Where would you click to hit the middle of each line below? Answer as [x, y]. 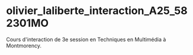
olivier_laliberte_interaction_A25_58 [97, 11]
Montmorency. [24, 46]
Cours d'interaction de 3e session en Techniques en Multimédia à [86, 39]
